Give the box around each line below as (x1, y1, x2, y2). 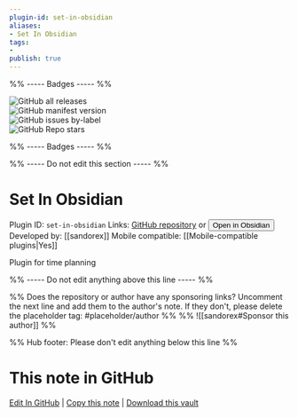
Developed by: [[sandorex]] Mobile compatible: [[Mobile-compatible (9, 230, 259, 240)
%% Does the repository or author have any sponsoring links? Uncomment (9, 291, 283, 302)
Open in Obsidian (212, 220, 271, 230)
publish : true (9, 54, 62, 63)
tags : (9, 37, 29, 47)
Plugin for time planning (9, 256, 97, 267)
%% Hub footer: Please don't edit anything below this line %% (9, 336, 238, 347)
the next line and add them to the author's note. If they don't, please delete (9, 301, 283, 311)
